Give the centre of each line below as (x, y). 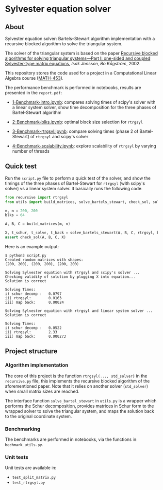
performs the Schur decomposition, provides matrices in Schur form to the (80, 406)
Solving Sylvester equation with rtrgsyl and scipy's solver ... (72, 272)
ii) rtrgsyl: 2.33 (31, 332)
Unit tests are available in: (31, 468)
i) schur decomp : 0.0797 (33, 294)
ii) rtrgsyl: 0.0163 (33, 298)
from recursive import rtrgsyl (37, 197)
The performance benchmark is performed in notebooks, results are (73, 88)
